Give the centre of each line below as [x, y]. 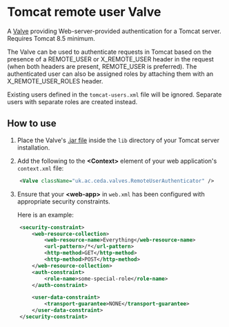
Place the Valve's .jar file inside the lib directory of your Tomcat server [118, 140]
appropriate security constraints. [63, 201]
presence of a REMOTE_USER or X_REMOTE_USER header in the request [110, 59]
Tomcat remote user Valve [84, 12]
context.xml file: [40, 168]
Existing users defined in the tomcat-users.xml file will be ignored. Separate [114, 95]
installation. [33, 147]
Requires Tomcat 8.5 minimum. [51, 38]
